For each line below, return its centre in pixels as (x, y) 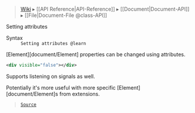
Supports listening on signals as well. (51, 76)
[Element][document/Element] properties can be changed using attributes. (96, 54)
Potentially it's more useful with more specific (61, 87)
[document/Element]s (32, 94)
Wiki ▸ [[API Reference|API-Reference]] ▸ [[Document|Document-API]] (105, 9)
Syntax (15, 38)
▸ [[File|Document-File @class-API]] (64, 15)
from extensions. (80, 94)
